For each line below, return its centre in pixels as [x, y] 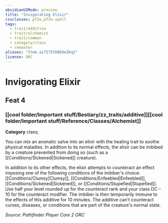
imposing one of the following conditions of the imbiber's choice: [73, 173]
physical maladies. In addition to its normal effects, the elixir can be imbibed [84, 147]
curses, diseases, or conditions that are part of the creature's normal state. [83, 205]
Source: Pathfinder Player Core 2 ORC [45, 215]
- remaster [21, 47]
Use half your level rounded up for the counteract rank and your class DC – [83, 189]
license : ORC [19, 57]
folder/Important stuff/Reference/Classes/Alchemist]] [73, 121]
